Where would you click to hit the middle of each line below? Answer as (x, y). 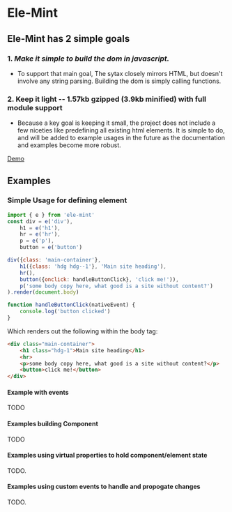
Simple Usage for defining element (67, 200)
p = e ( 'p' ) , (37, 241)
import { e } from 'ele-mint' (51, 215)
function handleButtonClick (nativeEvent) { (71, 305)
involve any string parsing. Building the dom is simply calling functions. (119, 81)
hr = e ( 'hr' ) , (40, 234)
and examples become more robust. (69, 145)
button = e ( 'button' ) (51, 248)
